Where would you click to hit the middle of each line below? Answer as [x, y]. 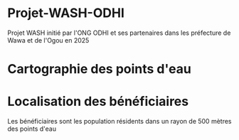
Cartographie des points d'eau [100, 69]
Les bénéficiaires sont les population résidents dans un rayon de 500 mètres [119, 122]
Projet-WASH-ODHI [66, 13]
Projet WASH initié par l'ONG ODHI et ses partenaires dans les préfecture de [119, 33]
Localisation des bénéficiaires [98, 102]
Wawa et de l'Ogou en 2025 [48, 40]
